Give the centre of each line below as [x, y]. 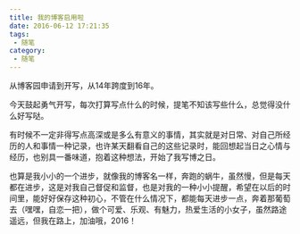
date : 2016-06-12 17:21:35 [59, 26]
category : [28, 51]
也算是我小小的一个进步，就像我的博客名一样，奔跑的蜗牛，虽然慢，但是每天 [150, 176]
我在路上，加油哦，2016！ [88, 221]
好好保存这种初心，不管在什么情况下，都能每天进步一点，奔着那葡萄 [165, 198]
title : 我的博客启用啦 [47, 17]
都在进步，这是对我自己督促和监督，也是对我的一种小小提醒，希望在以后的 [146, 187]
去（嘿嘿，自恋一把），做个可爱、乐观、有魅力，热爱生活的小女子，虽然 [140, 209]
